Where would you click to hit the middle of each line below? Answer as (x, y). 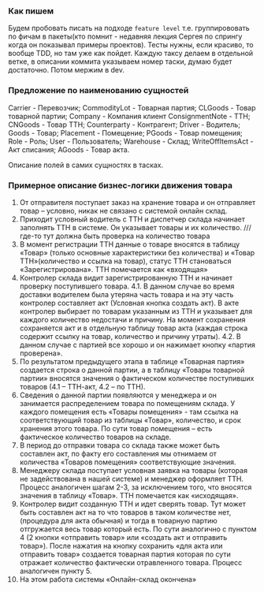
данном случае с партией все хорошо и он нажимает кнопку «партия (138, 344)
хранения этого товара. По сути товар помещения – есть (116, 428)
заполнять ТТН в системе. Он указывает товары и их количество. (131, 227)
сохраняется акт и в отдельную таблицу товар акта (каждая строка (134, 328)
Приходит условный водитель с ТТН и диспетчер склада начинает (132, 219)
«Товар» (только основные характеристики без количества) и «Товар (137, 252)
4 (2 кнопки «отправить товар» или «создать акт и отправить (123, 537)
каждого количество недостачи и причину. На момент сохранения (132, 319)
